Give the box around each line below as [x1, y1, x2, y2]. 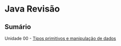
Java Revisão [4, 3, 60, 15]
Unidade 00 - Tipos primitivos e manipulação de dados [4, 35, 116, 41]
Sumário [4, 23, 31, 31]
